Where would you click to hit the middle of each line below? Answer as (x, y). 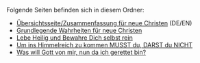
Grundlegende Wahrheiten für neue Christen (79, 30)
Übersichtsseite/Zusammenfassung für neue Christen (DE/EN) (104, 23)
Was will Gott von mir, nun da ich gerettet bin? (81, 52)
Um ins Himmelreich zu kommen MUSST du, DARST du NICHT (104, 45)
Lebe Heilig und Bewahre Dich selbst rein (74, 38)
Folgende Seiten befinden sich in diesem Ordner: (75, 10)
